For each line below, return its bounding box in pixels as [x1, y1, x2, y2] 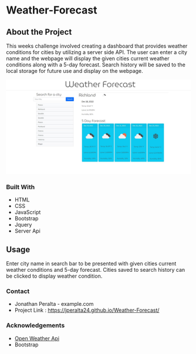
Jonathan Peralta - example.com [14, 301, 94, 308]
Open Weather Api [14, 335, 60, 342]
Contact [6, 287, 30, 295]
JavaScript [14, 209, 41, 216]
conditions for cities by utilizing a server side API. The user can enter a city [6, 49, 188, 56]
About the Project [6, 27, 72, 37]
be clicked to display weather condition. [6, 272, 103, 279]
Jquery [14, 221, 32, 228]
